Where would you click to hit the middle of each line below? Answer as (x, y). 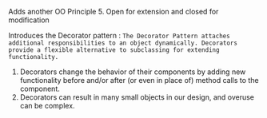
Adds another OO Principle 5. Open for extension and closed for (114, 12)
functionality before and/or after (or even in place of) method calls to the (139, 80)
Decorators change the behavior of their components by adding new (133, 72)
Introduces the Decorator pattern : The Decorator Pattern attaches (119, 35)
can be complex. (47, 106)
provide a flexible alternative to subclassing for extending (114, 50)
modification (29, 20)
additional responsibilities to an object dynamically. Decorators (123, 43)
